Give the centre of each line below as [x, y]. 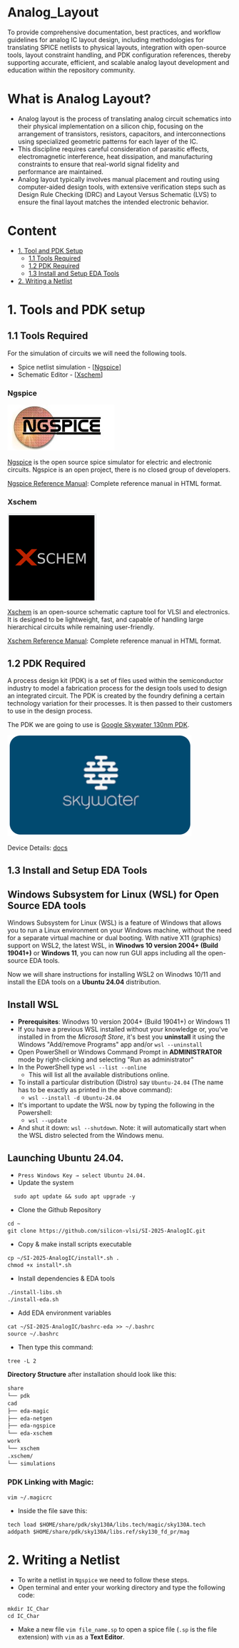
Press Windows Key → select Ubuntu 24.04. [82, 1176]
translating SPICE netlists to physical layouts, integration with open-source [117, 47]
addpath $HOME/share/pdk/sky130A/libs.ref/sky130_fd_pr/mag [99, 1532]
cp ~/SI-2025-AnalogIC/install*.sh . [63, 1258]
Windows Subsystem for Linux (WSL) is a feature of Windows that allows [115, 923]
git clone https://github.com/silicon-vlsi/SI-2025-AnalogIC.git [106, 1231]
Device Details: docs [37, 848]
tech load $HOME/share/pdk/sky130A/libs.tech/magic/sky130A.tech [106, 1525]
